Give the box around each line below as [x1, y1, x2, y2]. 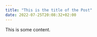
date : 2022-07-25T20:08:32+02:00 [5, 12, 77, 17]
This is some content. [5, 26, 51, 32]
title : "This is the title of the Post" [5, 7, 93, 13]
